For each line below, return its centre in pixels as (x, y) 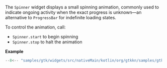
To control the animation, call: (36, 27)
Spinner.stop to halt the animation (47, 42)
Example (14, 51)
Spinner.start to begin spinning (45, 37)
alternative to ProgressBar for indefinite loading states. (61, 17)
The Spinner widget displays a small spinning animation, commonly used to (82, 7)
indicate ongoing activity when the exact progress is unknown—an (73, 12)
